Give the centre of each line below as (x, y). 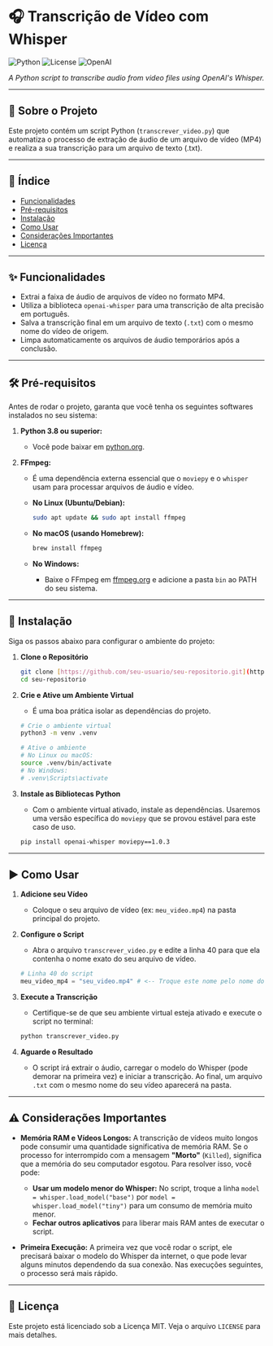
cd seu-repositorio (53, 679)
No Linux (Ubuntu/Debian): (79, 503)
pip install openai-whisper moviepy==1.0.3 (95, 842)
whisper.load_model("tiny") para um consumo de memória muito (142, 1205)
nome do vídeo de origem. (64, 331)
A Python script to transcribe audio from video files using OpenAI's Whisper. (136, 77)
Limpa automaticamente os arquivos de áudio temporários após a (130, 340)
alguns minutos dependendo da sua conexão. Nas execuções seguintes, (142, 1265)
